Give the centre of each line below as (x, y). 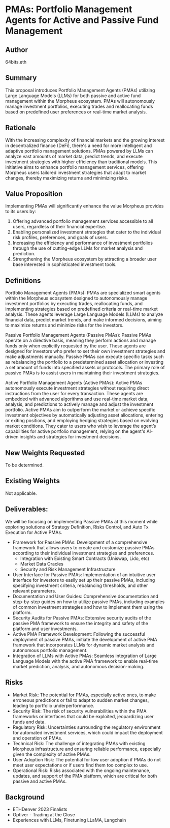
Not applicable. (21, 493)
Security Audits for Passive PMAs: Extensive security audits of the (82, 618)
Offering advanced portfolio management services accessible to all (83, 221)
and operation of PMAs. (37, 738)
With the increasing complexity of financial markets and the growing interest (85, 140)
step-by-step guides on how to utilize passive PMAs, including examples (89, 602)
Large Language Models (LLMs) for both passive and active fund (73, 96)
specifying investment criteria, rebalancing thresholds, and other (80, 585)
